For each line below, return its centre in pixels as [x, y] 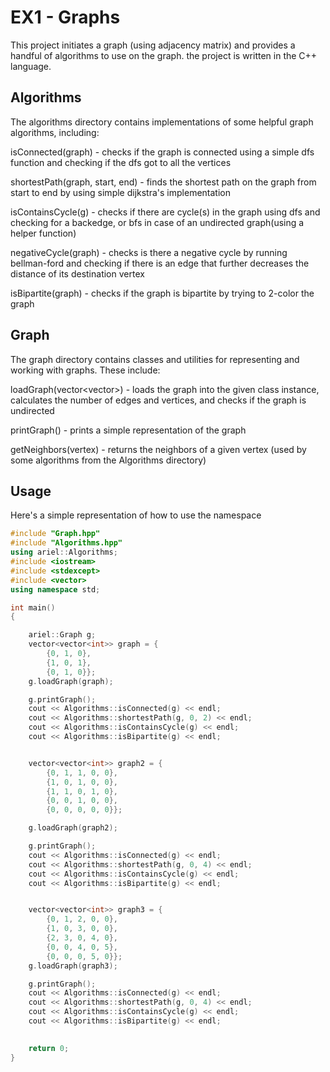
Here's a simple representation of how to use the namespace [136, 515]
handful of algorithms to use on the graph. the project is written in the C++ [164, 55]
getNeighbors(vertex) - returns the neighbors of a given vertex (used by [158, 449]
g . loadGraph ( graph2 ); [73, 828]
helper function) [43, 233]
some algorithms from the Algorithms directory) [108, 460]
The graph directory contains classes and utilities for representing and [155, 359]
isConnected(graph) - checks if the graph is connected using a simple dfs [162, 152]
